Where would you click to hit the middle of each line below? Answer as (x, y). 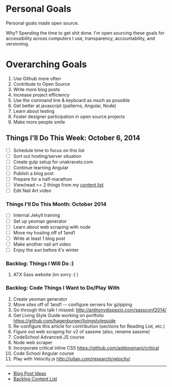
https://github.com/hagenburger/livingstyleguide (64, 321)
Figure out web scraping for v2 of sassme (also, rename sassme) (81, 331)
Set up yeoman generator (40, 221)
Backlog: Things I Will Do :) (40, 263)
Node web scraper (33, 342)
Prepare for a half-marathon (43, 179)
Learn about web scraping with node (52, 227)
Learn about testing (34, 111)
